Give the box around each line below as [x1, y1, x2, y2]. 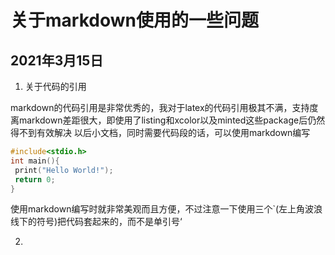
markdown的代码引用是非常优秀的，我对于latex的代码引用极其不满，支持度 [10, 102, 319, 113]
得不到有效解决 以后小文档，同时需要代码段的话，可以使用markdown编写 [10, 127, 311, 138]
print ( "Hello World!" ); [14, 165, 114, 175]
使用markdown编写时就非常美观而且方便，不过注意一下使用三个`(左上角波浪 [10, 203, 323, 215]
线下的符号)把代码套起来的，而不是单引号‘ [10, 216, 183, 228]
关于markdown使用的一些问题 [10, 9, 259, 32]
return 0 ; [14, 174, 56, 185]
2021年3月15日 [10, 52, 104, 69]
